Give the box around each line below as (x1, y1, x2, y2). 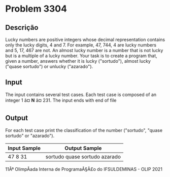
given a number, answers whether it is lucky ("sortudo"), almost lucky (5, 58, 151, 64)
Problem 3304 (5, 3, 67, 15)
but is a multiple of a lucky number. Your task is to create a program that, (5, 53, 157, 59)
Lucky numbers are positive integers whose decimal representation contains (5, 36, 165, 42)
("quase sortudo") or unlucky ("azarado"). (5, 64, 93, 69)
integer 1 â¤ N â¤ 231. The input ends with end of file (5, 97, 117, 103)
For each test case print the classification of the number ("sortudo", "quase (5, 127, 163, 133)
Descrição (5, 23, 39, 32)
